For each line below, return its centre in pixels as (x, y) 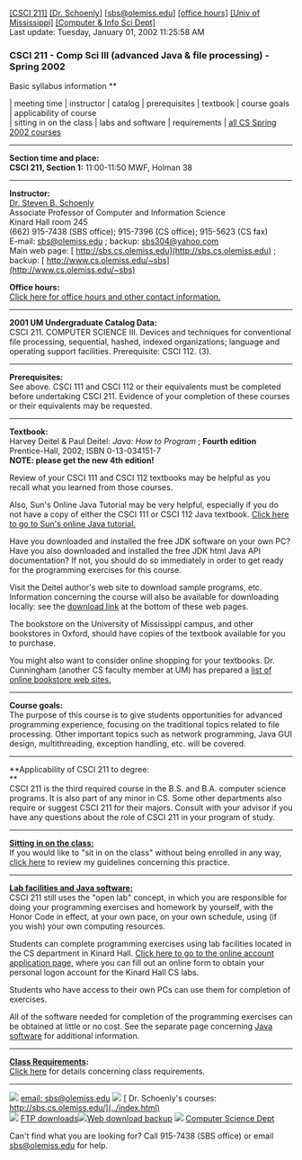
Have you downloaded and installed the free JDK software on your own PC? (150, 541)
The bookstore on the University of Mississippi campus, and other (132, 624)
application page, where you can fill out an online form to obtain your (137, 963)
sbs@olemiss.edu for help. (59, 1146)
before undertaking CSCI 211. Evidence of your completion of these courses (150, 397)
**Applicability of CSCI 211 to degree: (80, 770)
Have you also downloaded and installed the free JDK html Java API (135, 551)
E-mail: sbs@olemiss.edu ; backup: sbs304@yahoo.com (114, 241)
